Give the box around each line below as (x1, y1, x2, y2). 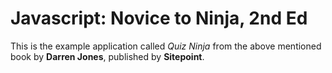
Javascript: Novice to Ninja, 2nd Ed (10, 7, 308, 30)
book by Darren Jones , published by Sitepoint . (10, 50, 205, 62)
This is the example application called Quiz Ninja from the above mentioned (10, 40, 322, 52)
